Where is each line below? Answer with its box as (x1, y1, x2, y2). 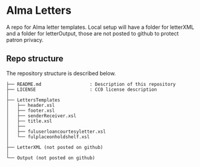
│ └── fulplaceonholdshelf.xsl (6, 133, 90, 140)
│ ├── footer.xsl (6, 108, 55, 114)
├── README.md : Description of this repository (6, 81, 176, 87)
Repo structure (6, 53, 64, 64)
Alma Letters (6, 4, 72, 17)
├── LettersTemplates (6, 97, 61, 103)
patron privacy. (6, 36, 44, 43)
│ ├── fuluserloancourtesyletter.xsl (6, 129, 106, 135)
